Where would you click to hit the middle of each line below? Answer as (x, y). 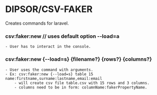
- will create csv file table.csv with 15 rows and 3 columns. (82, 83)
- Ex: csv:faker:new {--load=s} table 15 (49, 74)
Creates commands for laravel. (37, 23)
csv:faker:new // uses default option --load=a (62, 36)
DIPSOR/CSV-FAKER (49, 9)
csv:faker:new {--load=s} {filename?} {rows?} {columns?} (79, 59)
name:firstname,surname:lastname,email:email (54, 78)
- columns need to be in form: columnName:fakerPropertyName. (81, 87)
